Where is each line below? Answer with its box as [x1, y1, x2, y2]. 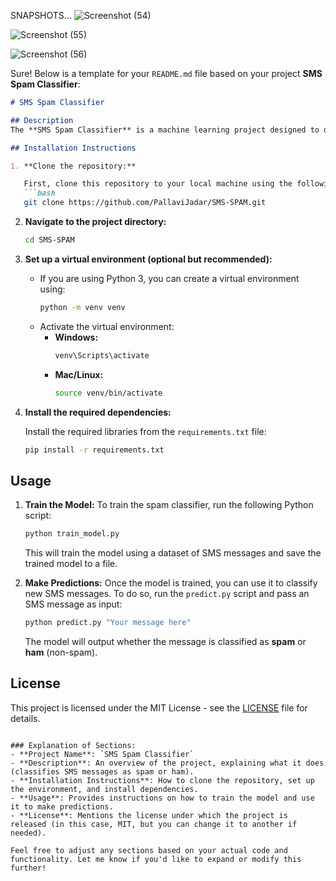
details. [10, 712, 41, 724]
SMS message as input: [24, 598, 123, 610]
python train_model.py [24, 529, 120, 539]
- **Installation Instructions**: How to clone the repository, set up [10, 775, 315, 785]
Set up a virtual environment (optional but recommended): [24, 253, 273, 265]
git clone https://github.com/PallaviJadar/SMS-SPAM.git [23, 198, 267, 208]
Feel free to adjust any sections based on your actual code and [10, 845, 288, 855]
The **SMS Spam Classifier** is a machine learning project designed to [10, 125, 320, 135]
